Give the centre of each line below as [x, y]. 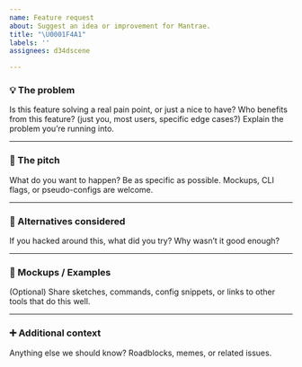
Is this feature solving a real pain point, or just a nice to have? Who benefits [148, 109]
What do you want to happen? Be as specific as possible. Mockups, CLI [142, 179]
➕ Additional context [55, 333]
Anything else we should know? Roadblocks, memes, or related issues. [141, 353]
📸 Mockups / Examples [60, 272]
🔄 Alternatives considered [67, 221]
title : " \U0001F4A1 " [48, 34]
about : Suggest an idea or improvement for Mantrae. [110, 26]
